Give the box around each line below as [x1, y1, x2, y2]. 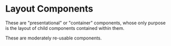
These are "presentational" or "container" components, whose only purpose [5, 20, 166, 26]
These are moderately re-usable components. [5, 35, 102, 41]
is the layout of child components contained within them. [5, 25, 125, 31]
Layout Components [5, 3, 93, 15]
